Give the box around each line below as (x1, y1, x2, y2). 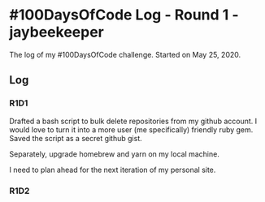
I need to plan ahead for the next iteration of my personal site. (9, 165, 216, 174)
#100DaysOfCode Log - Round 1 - (9, 6, 239, 24)
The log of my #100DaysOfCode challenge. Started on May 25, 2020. (9, 49, 241, 59)
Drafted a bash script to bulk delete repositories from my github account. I (9, 116, 258, 126)
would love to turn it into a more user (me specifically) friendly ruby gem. (9, 124, 254, 135)
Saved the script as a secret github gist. (9, 133, 142, 143)
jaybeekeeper (9, 23, 105, 41)
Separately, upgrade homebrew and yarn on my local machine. (9, 148, 220, 159)
